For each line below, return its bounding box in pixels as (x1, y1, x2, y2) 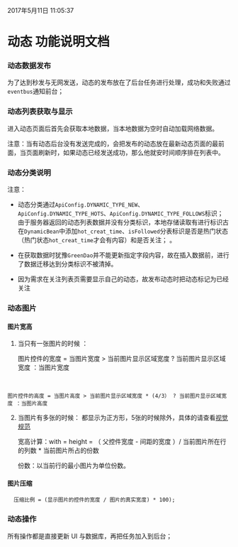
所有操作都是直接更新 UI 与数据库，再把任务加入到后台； (7, 531, 173, 540)
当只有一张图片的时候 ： (17, 340, 89, 348)
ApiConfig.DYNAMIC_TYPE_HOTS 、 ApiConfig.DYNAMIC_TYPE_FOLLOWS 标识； (17, 209, 224, 218)
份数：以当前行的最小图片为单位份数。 (17, 461, 130, 470)
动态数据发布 (7, 61, 52, 71)
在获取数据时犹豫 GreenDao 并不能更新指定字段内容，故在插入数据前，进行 (17, 251, 230, 259)
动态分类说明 (7, 168, 52, 178)
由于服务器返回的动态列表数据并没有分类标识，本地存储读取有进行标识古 (17, 218, 229, 227)
